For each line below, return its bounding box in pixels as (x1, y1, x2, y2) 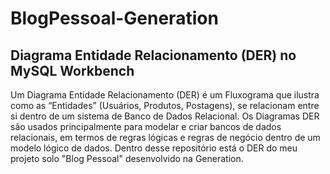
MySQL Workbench (10, 62, 135, 79)
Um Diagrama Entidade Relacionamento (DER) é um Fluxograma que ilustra (10, 89, 320, 101)
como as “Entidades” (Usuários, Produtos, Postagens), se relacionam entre (10, 100, 320, 111)
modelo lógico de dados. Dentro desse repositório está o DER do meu (10, 142, 298, 154)
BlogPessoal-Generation (10, 7, 219, 30)
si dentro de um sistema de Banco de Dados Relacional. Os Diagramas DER (10, 110, 320, 122)
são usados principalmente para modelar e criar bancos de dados (10, 121, 282, 132)
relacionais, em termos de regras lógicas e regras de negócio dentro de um (10, 132, 321, 143)
